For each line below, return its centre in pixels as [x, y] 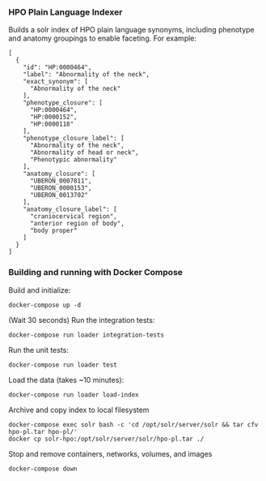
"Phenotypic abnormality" [73, 160]
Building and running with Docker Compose [96, 273]
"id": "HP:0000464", [57, 67]
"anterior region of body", [77, 224]
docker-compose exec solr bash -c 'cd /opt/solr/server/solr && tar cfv [133, 424]
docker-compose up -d [45, 305]
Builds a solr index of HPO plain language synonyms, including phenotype [131, 30]
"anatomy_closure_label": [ [70, 209]
